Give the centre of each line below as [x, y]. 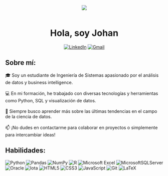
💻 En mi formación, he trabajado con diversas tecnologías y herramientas [82, 93]
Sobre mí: [21, 63]
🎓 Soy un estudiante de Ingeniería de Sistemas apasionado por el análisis [82, 75]
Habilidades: [26, 151]
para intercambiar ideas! [30, 134]
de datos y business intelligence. [39, 82]
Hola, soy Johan [84, 33]
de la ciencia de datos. [29, 116]
